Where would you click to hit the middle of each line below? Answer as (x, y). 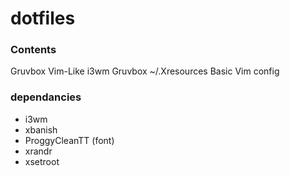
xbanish (41, 129)
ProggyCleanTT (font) (69, 140)
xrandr (38, 151)
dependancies (46, 97)
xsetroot (42, 161)
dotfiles (43, 18)
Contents (33, 50)
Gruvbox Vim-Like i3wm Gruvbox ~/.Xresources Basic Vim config (145, 71)
